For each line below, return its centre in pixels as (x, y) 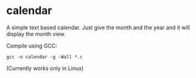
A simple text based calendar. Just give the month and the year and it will (98, 27)
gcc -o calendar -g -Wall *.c (45, 57)
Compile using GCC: (32, 46)
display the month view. (36, 34)
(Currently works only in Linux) (45, 68)
